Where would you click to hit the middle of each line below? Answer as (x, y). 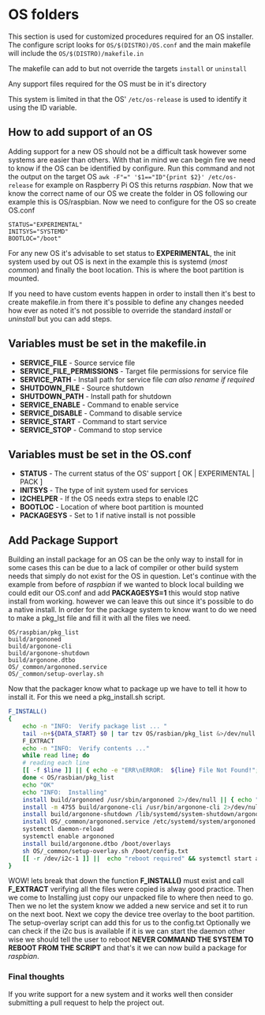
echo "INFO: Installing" (65, 792)
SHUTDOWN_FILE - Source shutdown (82, 388)
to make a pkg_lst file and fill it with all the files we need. (99, 618)
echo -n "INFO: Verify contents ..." (86, 748)
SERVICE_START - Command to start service (93, 421)
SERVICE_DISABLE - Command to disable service (101, 413)
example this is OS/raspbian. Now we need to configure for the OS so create (132, 201)
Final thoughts (37, 977)
